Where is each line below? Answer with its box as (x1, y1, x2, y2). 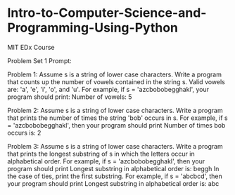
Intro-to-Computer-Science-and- (7, 5, 207, 21)
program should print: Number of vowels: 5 (7, 93, 132, 101)
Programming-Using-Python (7, 20, 178, 36)
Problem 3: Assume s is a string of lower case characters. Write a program (7, 142, 223, 150)
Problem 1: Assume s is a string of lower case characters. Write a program (7, 70, 222, 79)
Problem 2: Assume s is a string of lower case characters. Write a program (7, 106, 223, 114)
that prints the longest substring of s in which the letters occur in (7, 149, 195, 158)
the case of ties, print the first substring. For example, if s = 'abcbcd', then (7, 172, 223, 180)
